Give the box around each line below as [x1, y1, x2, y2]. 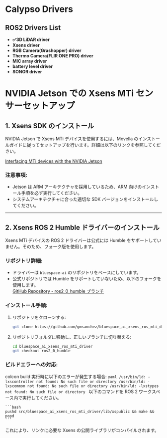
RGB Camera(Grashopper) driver [12, 47, 82, 53]
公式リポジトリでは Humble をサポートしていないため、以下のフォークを [12, 276, 162, 282]
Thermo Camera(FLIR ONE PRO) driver [12, 53, 93, 58]
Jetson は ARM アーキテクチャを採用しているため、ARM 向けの [12, 184, 142, 190]
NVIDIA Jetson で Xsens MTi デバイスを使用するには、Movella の [5, 136, 139, 142]
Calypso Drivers [5, 3, 74, 15]
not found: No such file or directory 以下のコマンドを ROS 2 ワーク [5, 388, 152, 395]
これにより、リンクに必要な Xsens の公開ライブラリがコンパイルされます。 [5, 427, 159, 433]
